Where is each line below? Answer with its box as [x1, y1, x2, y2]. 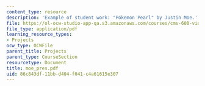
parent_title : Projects [6, 48, 67, 55]
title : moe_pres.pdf [6, 65, 59, 71]
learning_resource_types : [6, 31, 72, 38]
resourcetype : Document [6, 59, 67, 65]
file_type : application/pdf [6, 25, 78, 32]
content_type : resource [6, 8, 67, 15]
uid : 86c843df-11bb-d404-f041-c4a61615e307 [6, 71, 119, 77]
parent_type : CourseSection [6, 54, 78, 60]
